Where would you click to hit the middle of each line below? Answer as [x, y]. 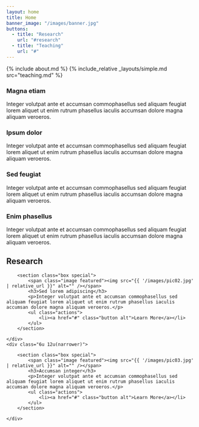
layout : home [23, 12]
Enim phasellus [29, 216]
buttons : [17, 29]
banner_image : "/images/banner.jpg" [52, 23]
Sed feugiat [24, 175]
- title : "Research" [38, 35]
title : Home [21, 18]
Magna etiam [26, 90]
